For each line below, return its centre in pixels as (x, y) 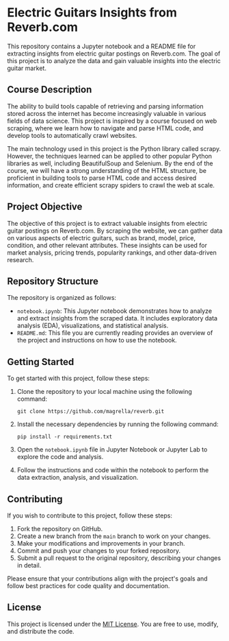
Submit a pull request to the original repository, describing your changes (119, 558)
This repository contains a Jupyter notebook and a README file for (102, 46)
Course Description (50, 90)
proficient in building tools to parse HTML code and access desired (102, 178)
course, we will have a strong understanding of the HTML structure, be (107, 170)
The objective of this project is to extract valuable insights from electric (107, 223)
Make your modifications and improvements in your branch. (101, 543)
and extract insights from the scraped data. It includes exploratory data (117, 318)
